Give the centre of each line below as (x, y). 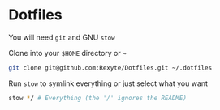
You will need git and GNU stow (62, 37)
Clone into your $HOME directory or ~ (68, 53)
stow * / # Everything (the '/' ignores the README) (97, 98)
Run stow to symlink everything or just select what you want (108, 83)
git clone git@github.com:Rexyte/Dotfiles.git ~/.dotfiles (110, 68)
